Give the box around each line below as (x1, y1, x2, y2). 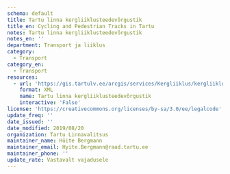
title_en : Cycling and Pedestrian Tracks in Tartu (7, 23, 155, 29)
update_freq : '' (7, 112, 53, 119)
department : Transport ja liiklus (7, 42, 106, 49)
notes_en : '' (7, 36, 44, 42)
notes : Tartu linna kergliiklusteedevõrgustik (7, 29, 142, 36)
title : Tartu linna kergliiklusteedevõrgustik (7, 16, 142, 23)
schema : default (7, 10, 53, 17)
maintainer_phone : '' (7, 150, 69, 158)
